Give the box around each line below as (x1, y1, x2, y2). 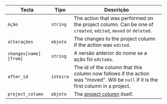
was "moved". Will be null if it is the (74, 77, 158, 83)
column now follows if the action (74, 70, 150, 77)
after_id (7, 74, 28, 79)
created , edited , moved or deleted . (74, 27, 152, 34)
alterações (7, 39, 33, 44)
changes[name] (7, 51, 41, 56)
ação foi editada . (74, 56, 113, 63)
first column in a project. (74, 83, 131, 89)
